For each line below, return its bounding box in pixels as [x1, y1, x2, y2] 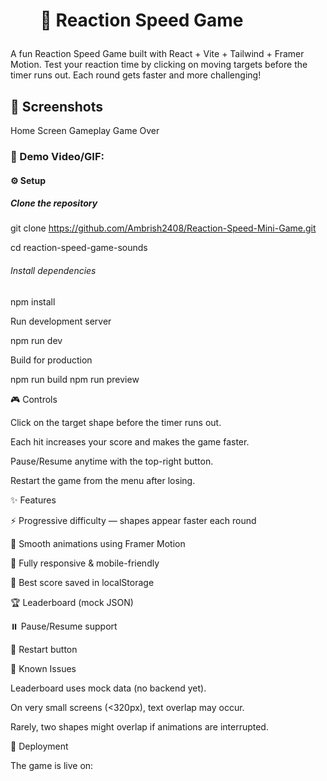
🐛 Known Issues [10, 662, 77, 674]
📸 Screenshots [10, 98, 104, 115]
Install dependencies [10, 265, 97, 277]
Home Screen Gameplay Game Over [10, 125, 160, 136]
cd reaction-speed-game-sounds [10, 242, 148, 254]
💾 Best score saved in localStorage [10, 576, 155, 588]
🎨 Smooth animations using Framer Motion [10, 537, 186, 549]
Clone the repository [10, 197, 98, 209]
